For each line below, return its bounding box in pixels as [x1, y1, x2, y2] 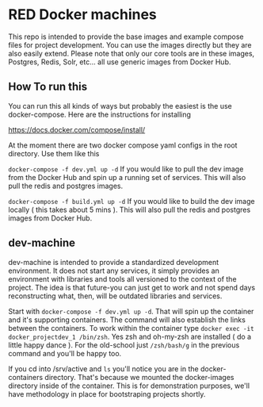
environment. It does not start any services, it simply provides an [8, 266, 219, 275]
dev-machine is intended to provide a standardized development [8, 257, 219, 267]
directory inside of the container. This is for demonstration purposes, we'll [8, 381, 250, 390]
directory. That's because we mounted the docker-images [44, 372, 234, 382]
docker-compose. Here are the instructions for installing [8, 109, 192, 119]
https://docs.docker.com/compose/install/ [8, 125, 146, 134]
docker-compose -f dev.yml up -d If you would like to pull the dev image [8, 164, 244, 174]
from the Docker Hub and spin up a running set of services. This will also [8, 172, 246, 182]
